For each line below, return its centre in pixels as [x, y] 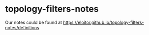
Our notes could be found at [34, 22]
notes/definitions [22, 27]
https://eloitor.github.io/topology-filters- [104, 22]
